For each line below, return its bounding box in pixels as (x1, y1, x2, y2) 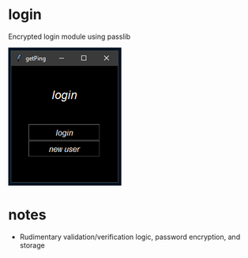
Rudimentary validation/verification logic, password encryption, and (19, 232, 241, 241)
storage (19, 240, 45, 250)
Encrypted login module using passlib (8, 32, 131, 41)
